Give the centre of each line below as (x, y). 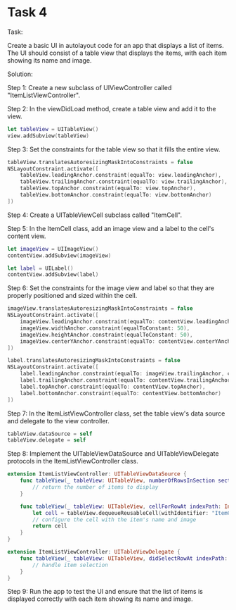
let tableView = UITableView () (53, 129)
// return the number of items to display (96, 487)
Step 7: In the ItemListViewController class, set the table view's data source (116, 413)
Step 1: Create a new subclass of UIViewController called (90, 87)
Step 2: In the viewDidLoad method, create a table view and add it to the (112, 108)
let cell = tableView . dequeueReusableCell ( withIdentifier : (121, 513)
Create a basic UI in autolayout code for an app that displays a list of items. (116, 45)
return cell (50, 526)
